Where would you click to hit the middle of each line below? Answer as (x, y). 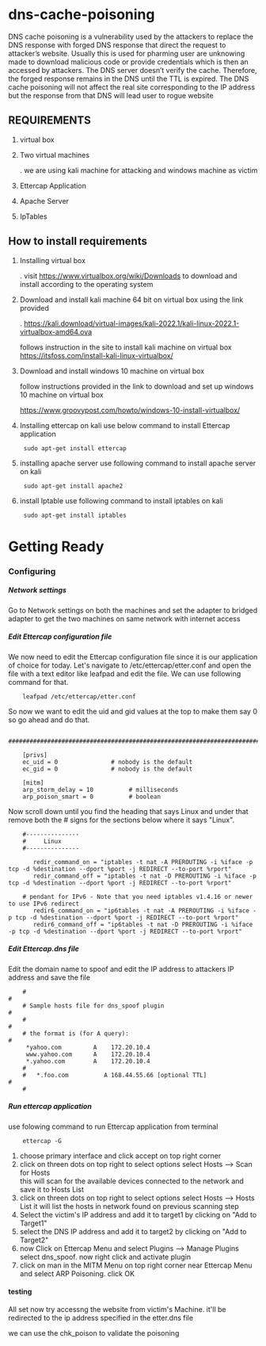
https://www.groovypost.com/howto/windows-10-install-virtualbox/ (130, 410)
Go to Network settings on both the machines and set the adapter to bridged (133, 610)
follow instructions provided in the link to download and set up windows (137, 386)
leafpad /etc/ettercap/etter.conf (79, 696)
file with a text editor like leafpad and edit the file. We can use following (125, 673)
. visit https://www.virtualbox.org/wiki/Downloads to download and (128, 276)
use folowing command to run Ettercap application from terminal (113, 1126)
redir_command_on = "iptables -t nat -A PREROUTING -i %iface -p (143, 862)
